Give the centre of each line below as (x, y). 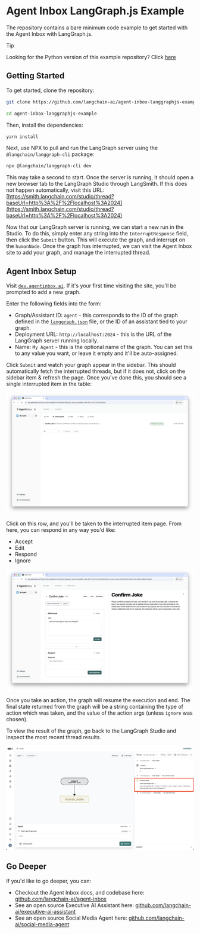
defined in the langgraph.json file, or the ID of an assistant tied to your (101, 321)
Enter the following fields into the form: (54, 304)
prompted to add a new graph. (43, 292)
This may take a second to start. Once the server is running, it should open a (100, 177)
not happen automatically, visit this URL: (55, 190)
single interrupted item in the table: (49, 384)
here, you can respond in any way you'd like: (61, 529)
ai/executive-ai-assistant (45, 911)
